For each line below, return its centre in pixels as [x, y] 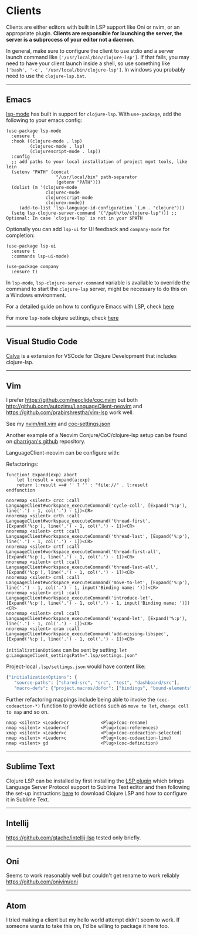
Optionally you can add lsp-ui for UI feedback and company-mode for [88, 229]
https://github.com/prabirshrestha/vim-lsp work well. [70, 412]
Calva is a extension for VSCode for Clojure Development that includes [91, 355]
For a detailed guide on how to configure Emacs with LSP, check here [90, 306]
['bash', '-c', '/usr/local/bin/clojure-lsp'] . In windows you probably [96, 69]
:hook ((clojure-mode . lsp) [47, 141]
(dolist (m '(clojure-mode [44, 187]
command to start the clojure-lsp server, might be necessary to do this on [97, 289]
